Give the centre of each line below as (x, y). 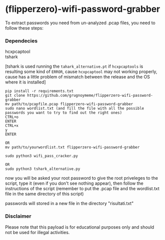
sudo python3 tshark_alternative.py (43, 169)
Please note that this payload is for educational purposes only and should (80, 227)
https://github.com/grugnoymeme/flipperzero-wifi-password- (90, 96)
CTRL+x (12, 126)
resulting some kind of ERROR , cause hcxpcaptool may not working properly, (81, 72)
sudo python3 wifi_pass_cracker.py (42, 156)
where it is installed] (25, 82)
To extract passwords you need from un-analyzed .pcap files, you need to (80, 23)
